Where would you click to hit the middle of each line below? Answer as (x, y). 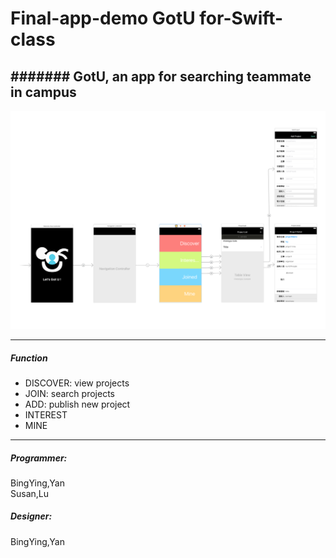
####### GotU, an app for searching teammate (161, 76)
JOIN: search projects (69, 393)
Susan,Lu (30, 493)
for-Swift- (241, 18)
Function (29, 358)
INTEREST (46, 414)
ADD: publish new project (77, 404)
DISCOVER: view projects (77, 383)
